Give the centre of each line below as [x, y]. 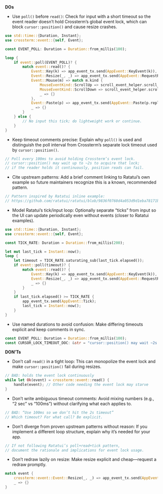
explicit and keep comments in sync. [49, 329]
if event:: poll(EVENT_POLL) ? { [45, 62]
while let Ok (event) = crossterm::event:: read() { [57, 380]
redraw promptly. [29, 465]
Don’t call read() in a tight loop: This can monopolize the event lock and [84, 362]
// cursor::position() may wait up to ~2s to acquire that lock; [72, 163]
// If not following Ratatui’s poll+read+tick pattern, [63, 446]
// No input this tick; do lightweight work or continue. [82, 121]
